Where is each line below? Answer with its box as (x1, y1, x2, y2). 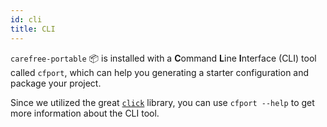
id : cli (10, 14, 43, 25)
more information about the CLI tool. (10, 107, 160, 119)
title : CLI (10, 24, 56, 34)
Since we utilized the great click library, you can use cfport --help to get (10, 96, 315, 108)
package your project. (10, 77, 102, 89)
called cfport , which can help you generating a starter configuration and (10, 66, 310, 78)
